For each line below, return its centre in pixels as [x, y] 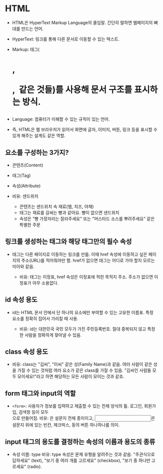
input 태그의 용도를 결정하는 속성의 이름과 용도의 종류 [80, 442]
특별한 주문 [30, 225]
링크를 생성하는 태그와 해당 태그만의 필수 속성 [69, 242]
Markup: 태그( [26, 49]
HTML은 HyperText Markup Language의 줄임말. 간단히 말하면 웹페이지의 [82, 22]
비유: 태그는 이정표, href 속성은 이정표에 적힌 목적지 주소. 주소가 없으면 [86, 277]
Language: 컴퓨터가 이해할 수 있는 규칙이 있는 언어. [61, 119]
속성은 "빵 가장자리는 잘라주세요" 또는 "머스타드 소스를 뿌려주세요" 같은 [87, 218]
